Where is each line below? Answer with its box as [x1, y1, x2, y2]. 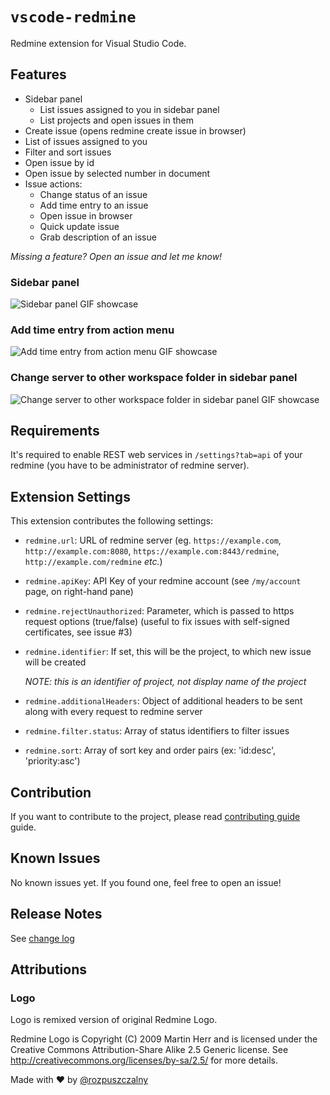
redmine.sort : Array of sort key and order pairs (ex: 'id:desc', [24, 744, 277, 757]
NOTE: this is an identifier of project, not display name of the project [24, 676, 307, 688]
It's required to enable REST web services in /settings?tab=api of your [10, 449, 303, 461]
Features [10, 66, 67, 83]
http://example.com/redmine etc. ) [24, 556, 163, 568]
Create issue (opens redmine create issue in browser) [24, 124, 247, 137]
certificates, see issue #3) [24, 626, 133, 638]
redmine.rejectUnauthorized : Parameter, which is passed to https [24, 605, 295, 617]
